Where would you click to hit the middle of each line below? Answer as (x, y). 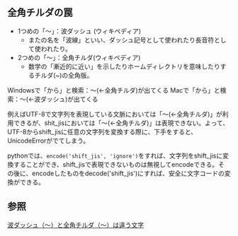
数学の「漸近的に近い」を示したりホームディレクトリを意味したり (124, 66)
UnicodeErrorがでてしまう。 (49, 141)
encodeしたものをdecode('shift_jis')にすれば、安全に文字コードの (128, 173)
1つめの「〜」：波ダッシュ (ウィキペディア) (79, 31)
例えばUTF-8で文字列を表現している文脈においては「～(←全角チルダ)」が (115, 114)
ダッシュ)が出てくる (69, 99)
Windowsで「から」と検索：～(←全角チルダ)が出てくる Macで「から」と (114, 90)
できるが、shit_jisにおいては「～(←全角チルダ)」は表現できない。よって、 (121, 123)
